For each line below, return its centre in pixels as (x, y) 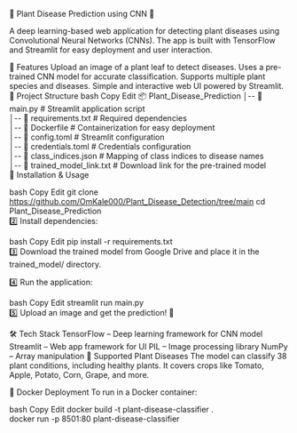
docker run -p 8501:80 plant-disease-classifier (94, 419)
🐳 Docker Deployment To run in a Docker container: (103, 392)
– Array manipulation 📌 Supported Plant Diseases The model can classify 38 (148, 356)
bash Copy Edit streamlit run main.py (77, 303)
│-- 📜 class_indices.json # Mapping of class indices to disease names (137, 156)
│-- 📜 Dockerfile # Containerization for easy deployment (112, 128)
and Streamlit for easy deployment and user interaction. (111, 50)
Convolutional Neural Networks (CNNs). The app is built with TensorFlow (143, 40)
